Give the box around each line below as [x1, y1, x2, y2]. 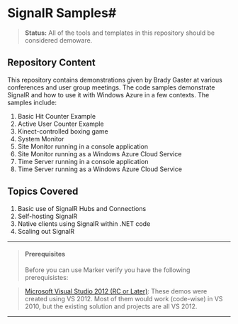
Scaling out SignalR [17, 227, 75, 235]
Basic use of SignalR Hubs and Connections [17, 204, 147, 212]
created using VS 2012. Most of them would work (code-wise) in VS [24, 294, 223, 303]
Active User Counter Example [17, 119, 104, 128]
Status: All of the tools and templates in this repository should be [24, 28, 215, 37]
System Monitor [17, 134, 64, 143]
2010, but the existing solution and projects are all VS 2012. [24, 302, 198, 310]
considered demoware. [24, 36, 93, 44]
